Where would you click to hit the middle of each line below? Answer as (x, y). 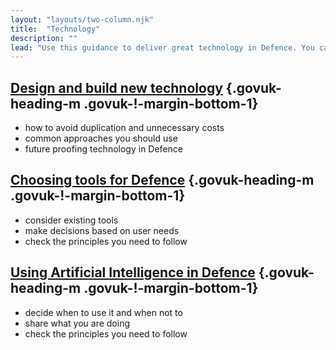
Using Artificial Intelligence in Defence (133, 272)
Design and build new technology (116, 87)
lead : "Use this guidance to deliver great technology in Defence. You (162, 47)
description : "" (44, 38)
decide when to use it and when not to (103, 312)
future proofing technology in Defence (103, 149)
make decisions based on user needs (102, 230)
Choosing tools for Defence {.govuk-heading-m (162, 180)
